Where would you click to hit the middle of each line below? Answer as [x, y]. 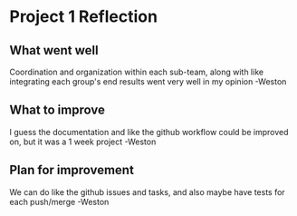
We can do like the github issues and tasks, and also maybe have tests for [147, 191]
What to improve [57, 110]
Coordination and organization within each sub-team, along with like [137, 72]
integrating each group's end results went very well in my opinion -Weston [148, 82]
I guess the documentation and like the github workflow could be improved [149, 132]
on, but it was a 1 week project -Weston [83, 142]
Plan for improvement [72, 170]
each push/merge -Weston [59, 201]
